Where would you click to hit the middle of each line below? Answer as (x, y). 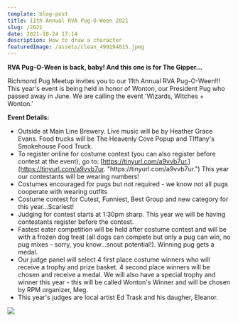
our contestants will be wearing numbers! (79, 176)
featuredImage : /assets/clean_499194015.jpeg (76, 47)
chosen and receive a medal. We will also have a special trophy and (117, 275)
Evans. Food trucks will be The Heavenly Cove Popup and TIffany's (116, 139)
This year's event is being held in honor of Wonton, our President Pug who (116, 88)
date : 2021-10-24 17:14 (43, 34)
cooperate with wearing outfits (63, 192)
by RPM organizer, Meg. (53, 290)
